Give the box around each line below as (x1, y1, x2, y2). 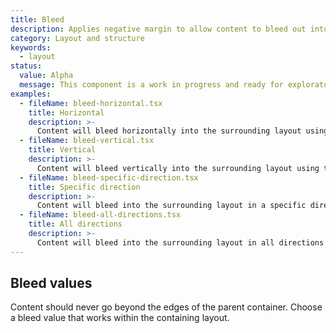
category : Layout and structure (10, 33, 145, 43)
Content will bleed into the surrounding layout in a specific (36, 201, 307, 211)
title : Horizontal (28, 107, 105, 118)
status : (10, 61, 43, 71)
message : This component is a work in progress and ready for (19, 80, 284, 90)
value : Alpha (19, 71, 74, 81)
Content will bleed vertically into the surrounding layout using (36, 163, 320, 173)
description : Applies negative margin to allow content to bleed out (10, 24, 307, 34)
